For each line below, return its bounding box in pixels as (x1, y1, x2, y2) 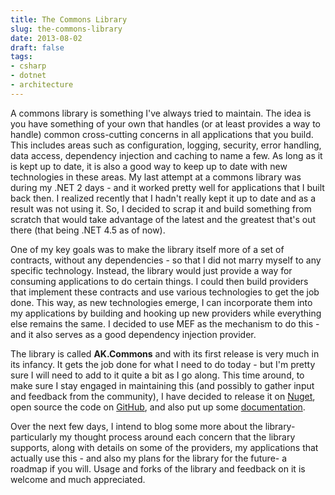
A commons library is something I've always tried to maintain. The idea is (10, 107, 312, 119)
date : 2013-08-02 (10, 33, 83, 43)
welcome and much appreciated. (10, 473, 146, 485)
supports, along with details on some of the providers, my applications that (10, 441, 319, 453)
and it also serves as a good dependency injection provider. (10, 328, 257, 340)
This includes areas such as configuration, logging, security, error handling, (10, 139, 322, 151)
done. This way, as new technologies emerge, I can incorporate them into (10, 296, 313, 308)
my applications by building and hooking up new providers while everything (10, 307, 322, 319)
